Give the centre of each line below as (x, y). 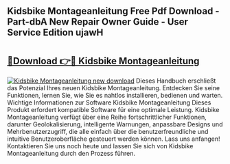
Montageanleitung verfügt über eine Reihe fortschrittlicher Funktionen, (107, 117)
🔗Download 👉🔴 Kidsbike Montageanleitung (103, 61)
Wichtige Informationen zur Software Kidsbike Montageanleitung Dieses (109, 102)
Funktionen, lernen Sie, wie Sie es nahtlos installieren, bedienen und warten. (115, 95)
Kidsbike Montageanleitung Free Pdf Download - (113, 11)
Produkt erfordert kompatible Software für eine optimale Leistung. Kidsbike (113, 110)
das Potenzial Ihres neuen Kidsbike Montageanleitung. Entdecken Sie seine (114, 88)
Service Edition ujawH (55, 32)
